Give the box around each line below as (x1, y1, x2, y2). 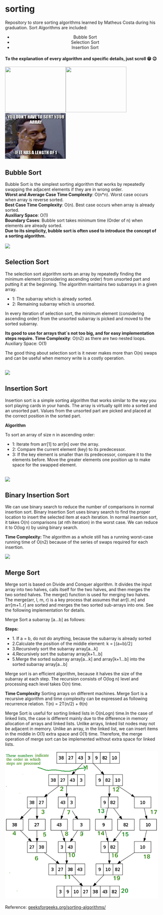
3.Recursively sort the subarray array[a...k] (12, 646, 98, 652)
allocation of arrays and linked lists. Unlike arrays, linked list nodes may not (5, 721, 155, 727)
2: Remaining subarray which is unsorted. (12, 301, 96, 307)
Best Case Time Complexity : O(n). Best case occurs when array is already (5, 202, 155, 208)
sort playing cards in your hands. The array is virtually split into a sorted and (5, 402, 157, 408)
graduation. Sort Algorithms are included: (5, 24, 88, 30)
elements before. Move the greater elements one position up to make (12, 456, 150, 463)
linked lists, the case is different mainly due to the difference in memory (5, 716, 148, 721)
